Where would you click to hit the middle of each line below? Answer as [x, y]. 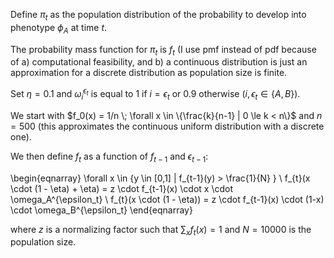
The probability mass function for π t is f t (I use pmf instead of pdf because [163, 50]
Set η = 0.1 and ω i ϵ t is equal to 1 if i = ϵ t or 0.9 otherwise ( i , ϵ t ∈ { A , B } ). [155, 94]
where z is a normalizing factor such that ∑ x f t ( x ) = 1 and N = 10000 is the [161, 230]
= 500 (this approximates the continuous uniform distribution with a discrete [167, 126]
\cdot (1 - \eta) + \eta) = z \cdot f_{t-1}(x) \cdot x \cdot [121, 188]
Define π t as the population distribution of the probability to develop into [158, 16]
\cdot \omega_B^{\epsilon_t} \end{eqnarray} [101, 210]
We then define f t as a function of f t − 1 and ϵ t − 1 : [109, 157]
